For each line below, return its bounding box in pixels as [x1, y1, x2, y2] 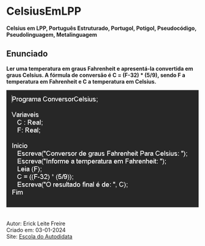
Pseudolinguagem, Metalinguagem [6, 31, 98, 38]
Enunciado [6, 49, 48, 59]
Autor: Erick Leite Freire [6, 220, 66, 227]
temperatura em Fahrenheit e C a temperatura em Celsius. [6, 78, 157, 85]
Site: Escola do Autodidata [6, 233, 73, 240]
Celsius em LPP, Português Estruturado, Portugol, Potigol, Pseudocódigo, [6, 24, 197, 32]
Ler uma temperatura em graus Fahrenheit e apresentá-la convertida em [6, 65, 193, 72]
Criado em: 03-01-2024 [6, 226, 66, 233]
